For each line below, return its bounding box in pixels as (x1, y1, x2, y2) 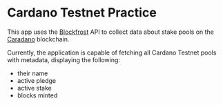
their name (17, 69, 48, 77)
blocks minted (17, 91, 58, 99)
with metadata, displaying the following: (7, 55, 121, 64)
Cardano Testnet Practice (7, 5, 157, 21)
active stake (17, 84, 52, 92)
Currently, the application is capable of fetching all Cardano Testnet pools (7, 48, 217, 57)
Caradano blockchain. (7, 35, 70, 43)
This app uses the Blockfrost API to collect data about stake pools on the (7, 28, 214, 36)
